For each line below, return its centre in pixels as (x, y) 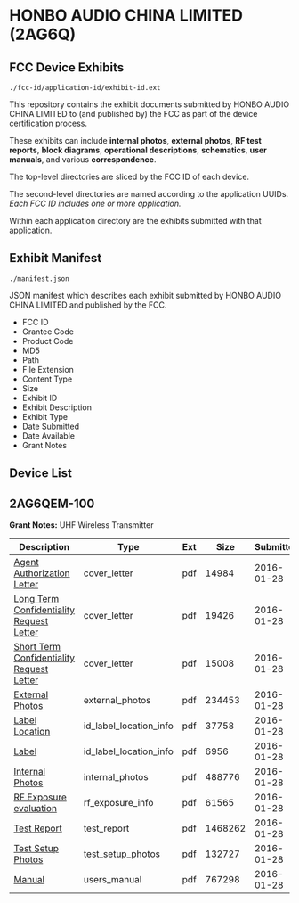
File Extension (48, 369)
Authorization (42, 573)
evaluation (36, 809)
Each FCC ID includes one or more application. (95, 203)
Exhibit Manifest (56, 258)
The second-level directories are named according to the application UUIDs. (149, 194)
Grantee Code (48, 332)
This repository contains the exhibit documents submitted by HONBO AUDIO (149, 104)
